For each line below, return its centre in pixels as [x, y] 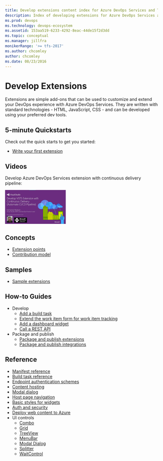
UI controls [23, 417]
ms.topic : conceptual [27, 36]
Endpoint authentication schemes [45, 382]
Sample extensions [31, 282]
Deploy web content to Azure [41, 413]
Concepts [20, 238]
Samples [19, 270]
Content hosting [28, 387]
